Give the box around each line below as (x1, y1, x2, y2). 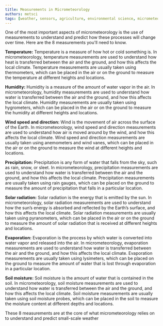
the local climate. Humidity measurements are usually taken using (5, 100, 136, 106)
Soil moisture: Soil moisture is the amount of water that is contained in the (5, 275, 154, 281)
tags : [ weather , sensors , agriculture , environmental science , (5, 16, 136, 21)
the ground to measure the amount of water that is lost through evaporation (5, 261, 156, 266)
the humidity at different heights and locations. (5, 110, 98, 116)
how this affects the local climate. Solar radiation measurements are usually (5, 210, 156, 216)
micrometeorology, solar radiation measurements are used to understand (5, 200, 151, 206)
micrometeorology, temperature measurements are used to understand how (5, 54, 157, 60)
